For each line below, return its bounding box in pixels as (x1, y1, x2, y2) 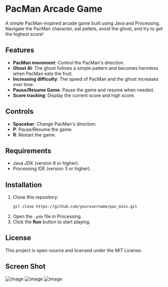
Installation (5, 180, 42, 189)
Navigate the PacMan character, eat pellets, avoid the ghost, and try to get (5, 25, 163, 31)
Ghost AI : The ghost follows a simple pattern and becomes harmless (12, 65, 158, 71)
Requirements (5, 146, 51, 155)
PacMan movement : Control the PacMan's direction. (12, 60, 125, 66)
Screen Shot (5, 262, 46, 271)
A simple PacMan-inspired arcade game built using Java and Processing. (5, 20, 160, 26)
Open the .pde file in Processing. (12, 214, 82, 220)
